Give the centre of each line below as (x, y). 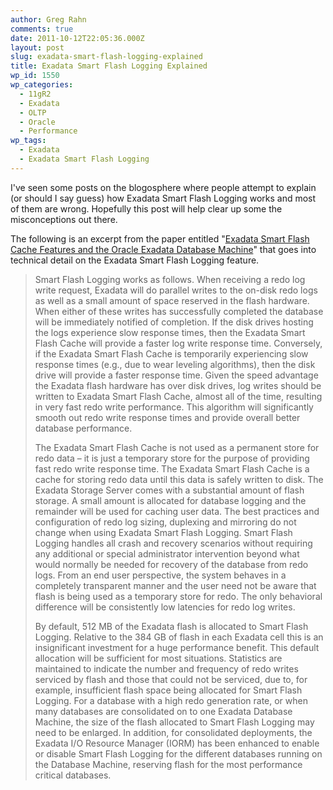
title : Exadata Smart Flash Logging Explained (109, 66)
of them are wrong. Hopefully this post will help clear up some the (146, 208)
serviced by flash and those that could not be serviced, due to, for (171, 679)
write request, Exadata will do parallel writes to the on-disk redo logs (176, 290)
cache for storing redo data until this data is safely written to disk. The (179, 479)
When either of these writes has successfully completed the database (179, 311)
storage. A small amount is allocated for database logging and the (170, 500)
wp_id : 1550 (35, 76)
